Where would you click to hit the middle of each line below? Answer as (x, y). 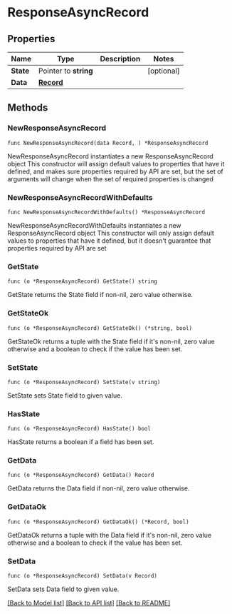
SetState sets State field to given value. (65, 395)
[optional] (163, 71)
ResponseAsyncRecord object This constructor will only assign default (111, 233)
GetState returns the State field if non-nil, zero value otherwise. (100, 295)
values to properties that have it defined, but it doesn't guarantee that (109, 241)
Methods (28, 108)
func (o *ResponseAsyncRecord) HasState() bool (79, 429)
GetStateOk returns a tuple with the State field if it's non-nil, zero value (111, 341)
